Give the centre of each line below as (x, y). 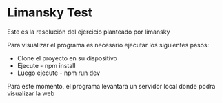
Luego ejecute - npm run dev (59, 73)
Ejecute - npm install (46, 65)
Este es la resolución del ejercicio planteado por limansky (89, 32)
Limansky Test (50, 13)
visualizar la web (31, 93)
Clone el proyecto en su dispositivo (67, 58)
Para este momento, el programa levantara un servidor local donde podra (111, 86)
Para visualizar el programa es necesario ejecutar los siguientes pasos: (108, 45)
